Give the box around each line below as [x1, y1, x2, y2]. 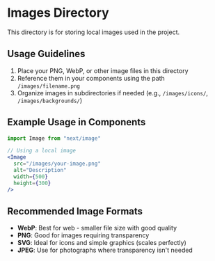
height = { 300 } [13, 180, 51, 187]
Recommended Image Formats [7, 205, 143, 217]
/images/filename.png [17, 82, 80, 90]
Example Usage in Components [7, 116, 146, 128]
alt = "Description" [13, 167, 67, 174]
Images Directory [7, 5, 109, 21]
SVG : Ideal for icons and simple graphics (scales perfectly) [17, 239, 186, 247]
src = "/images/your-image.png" [13, 160, 101, 168]
